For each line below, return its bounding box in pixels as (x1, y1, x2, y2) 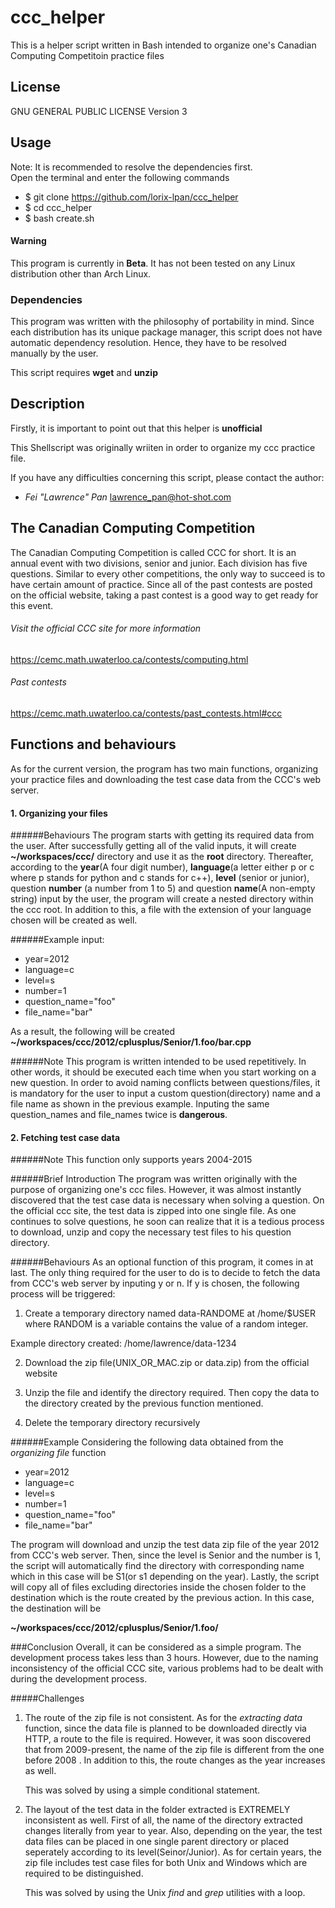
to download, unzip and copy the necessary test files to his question (10, 1226, 292, 1238)
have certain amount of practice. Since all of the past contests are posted (10, 578, 313, 590)
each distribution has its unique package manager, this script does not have (10, 326, 323, 338)
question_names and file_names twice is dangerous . (10, 1109, 228, 1121)
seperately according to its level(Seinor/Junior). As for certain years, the (24, 1846, 322, 1858)
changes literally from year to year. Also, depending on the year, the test (24, 1825, 323, 1837)
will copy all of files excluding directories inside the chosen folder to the (10, 1581, 307, 1593)
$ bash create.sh (24, 212, 95, 224)
